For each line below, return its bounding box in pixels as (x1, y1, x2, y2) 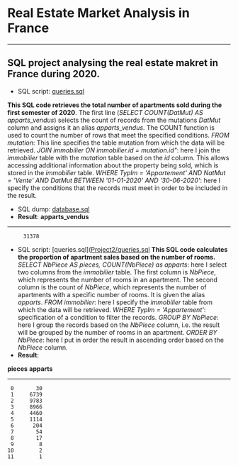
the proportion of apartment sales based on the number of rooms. (17, 253, 216, 261)
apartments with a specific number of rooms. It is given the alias (17, 290, 205, 299)
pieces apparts (7, 364, 53, 373)
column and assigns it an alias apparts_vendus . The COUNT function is (7, 123, 215, 132)
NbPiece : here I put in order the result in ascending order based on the (17, 335, 225, 344)
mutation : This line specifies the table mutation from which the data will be (7, 138, 225, 147)
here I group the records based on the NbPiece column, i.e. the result (17, 321, 220, 329)
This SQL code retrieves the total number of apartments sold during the (7, 101, 222, 109)
